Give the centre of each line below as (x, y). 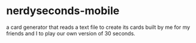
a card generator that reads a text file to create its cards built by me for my (98, 27)
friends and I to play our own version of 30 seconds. (71, 33)
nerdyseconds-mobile (63, 11)
